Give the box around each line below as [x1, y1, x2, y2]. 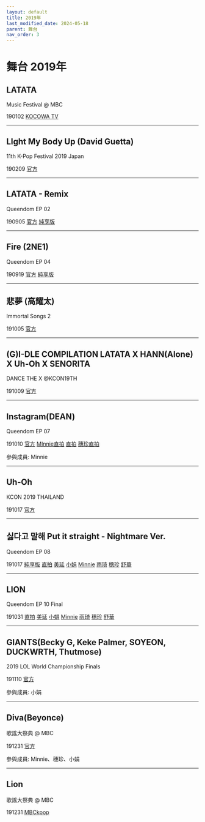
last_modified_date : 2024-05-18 [6, 20, 88, 26]
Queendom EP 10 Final [6, 600, 63, 608]
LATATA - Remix [6, 189, 69, 200]
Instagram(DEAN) [6, 411, 75, 422]
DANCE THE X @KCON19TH [6, 375, 77, 383]
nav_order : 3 [6, 32, 40, 38]
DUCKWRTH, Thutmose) [6, 646, 102, 657]
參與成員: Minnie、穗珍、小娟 [6, 755, 81, 763]
